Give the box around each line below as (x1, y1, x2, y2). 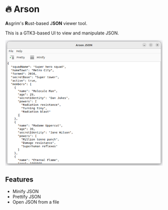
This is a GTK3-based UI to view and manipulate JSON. (5, 30, 119, 36)
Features (5, 175, 33, 184)
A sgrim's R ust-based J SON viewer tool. (5, 20, 87, 26)
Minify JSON (12, 189, 39, 195)
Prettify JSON (12, 194, 41, 200)
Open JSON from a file (12, 199, 59, 205)
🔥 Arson (5, 3, 40, 15)
